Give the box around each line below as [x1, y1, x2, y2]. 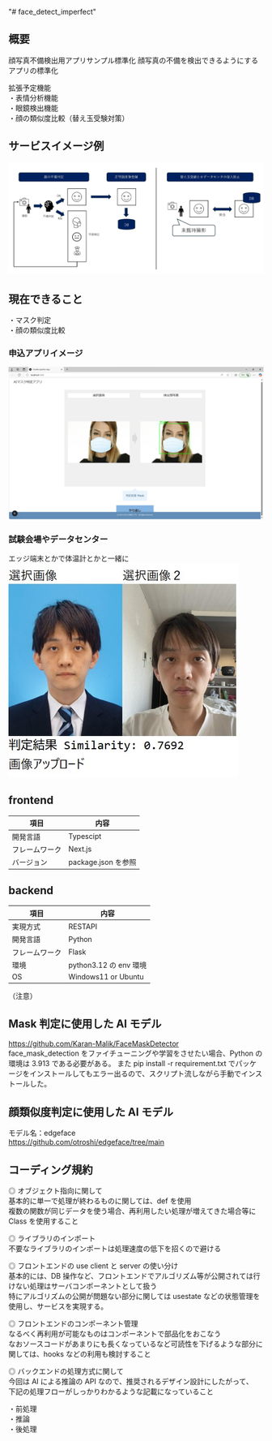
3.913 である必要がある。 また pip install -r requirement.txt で [31, 1059, 236, 1069]
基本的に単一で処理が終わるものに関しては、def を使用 [8, 1196, 192, 1206]
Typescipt [68, 832, 102, 841]
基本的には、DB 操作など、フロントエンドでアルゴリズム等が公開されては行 [8, 1271, 261, 1281]
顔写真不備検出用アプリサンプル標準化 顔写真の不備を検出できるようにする [8, 55, 259, 65]
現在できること [8, 292, 83, 306]
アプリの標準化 [8, 65, 58, 75]
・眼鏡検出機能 [8, 103, 58, 113]
